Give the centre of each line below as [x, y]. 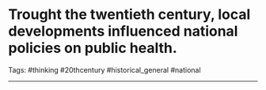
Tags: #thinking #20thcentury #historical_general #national [104, 69]
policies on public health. [93, 48]
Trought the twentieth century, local [129, 15]
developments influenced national [123, 31]
